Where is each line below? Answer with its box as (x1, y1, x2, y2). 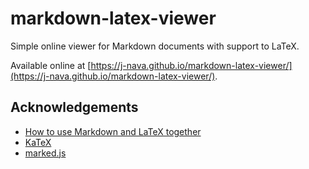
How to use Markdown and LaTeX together (24, 125, 202, 137)
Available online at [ (10, 59, 92, 71)
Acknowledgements (10, 99, 139, 116)
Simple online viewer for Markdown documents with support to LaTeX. (10, 40, 300, 52)
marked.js (24, 147, 67, 159)
